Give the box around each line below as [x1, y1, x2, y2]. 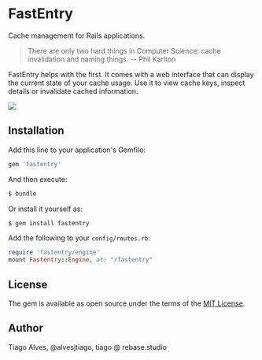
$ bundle [8, 190, 37, 198]
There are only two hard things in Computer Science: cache [27, 46, 222, 55]
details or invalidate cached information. [8, 86, 138, 95]
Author [8, 321, 43, 335]
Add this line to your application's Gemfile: [8, 145, 146, 154]
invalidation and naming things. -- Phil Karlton [27, 54, 176, 64]
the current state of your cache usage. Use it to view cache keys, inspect [8, 78, 245, 87]
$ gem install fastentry [8, 219, 90, 227]
